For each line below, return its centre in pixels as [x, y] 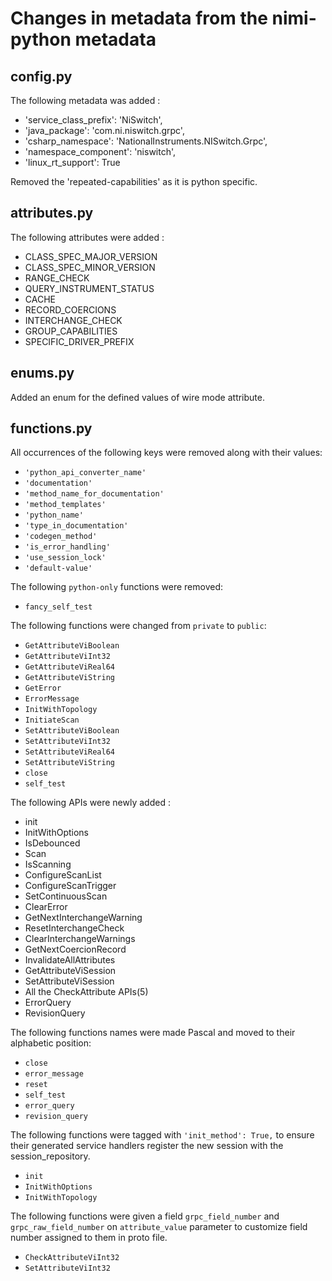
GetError [43, 688]
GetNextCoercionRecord [75, 949]
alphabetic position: [51, 1043]
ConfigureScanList [63, 875]
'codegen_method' [61, 537]
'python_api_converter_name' [85, 473]
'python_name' [54, 515]
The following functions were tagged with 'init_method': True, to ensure [162, 1135]
